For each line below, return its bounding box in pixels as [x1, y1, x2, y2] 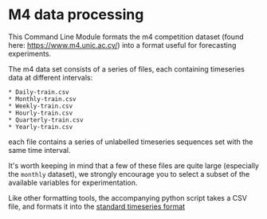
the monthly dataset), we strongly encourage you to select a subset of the [8, 169, 250, 178]
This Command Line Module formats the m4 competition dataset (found [8, 32, 244, 41]
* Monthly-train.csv [8, 95, 77, 103]
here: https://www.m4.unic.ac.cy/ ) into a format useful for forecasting [8, 40, 237, 49]
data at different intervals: [8, 72, 93, 82]
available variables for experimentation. [8, 178, 138, 187]
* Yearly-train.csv [8, 123, 73, 131]
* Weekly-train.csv [8, 102, 73, 110]
